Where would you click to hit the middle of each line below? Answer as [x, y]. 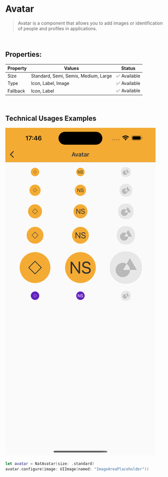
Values [72, 68]
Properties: [23, 55]
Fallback [16, 91]
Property [17, 68]
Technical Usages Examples [51, 118]
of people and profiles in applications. [58, 28]
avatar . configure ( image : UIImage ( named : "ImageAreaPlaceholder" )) [77, 469]
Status [129, 68]
